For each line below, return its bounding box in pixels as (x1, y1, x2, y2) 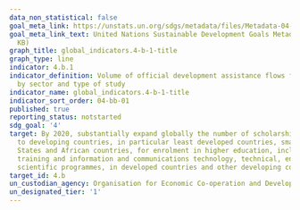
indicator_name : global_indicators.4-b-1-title (9, 88, 190, 97)
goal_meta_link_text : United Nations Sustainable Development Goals (9, 29, 270, 38)
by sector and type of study (17, 80, 126, 88)
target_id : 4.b (9, 171, 66, 180)
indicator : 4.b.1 (9, 63, 74, 72)
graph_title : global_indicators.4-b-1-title (9, 46, 178, 55)
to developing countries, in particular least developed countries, (17, 138, 278, 147)
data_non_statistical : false (9, 13, 118, 22)
